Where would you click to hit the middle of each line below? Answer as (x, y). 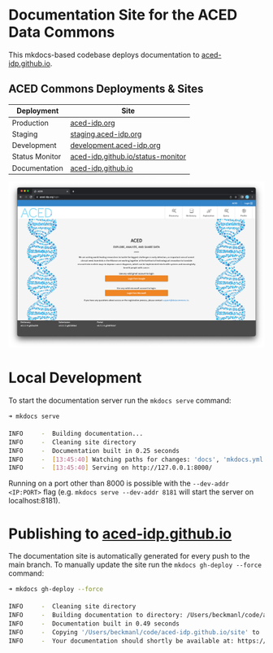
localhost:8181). (35, 501)
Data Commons (62, 32)
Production (30, 123)
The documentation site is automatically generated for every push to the (129, 556)
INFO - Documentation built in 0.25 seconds (94, 451)
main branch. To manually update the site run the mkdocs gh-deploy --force (135, 565)
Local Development (75, 378)
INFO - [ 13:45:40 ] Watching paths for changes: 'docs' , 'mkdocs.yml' (138, 459)
